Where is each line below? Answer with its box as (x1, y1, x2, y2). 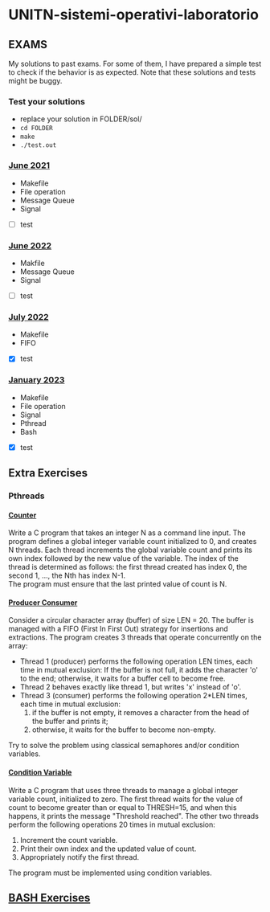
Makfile (19, 258, 46, 268)
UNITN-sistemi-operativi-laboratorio (8, 6, 260, 24)
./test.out (19, 141, 57, 149)
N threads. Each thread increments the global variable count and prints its (8, 545, 253, 555)
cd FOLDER (19, 125, 54, 133)
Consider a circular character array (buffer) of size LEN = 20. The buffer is (8, 615, 255, 625)
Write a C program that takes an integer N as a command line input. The (8, 528, 247, 538)
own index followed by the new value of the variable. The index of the (8, 554, 239, 563)
